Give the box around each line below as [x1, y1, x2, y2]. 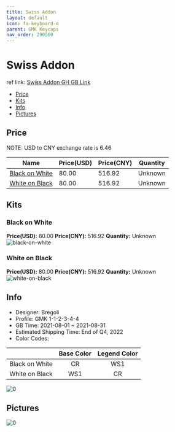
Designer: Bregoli [15, 308, 60, 316]
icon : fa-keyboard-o [6, 20, 60, 26]
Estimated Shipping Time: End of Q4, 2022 [15, 328, 124, 335]
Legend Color [97, 349, 138, 358]
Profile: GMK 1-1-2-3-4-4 [15, 315, 79, 322]
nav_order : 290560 [6, 32, 53, 38]
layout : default [6, 15, 48, 21]
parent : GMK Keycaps [6, 26, 60, 33]
